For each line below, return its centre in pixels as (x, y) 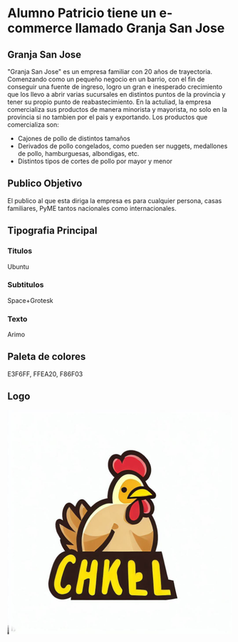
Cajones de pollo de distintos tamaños (74, 138)
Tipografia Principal (52, 231)
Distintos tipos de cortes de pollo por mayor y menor (95, 161)
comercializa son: (33, 125)
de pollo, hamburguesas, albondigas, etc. (78, 154)
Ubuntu (19, 266)
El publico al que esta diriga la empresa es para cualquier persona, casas (115, 200)
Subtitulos (26, 285)
